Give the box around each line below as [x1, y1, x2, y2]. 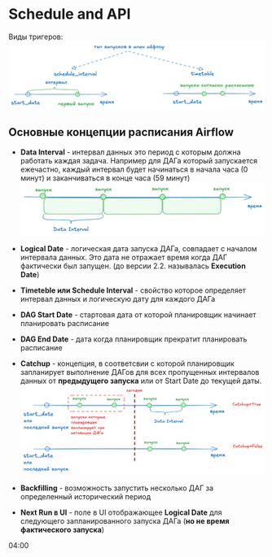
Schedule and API [8, 5, 131, 24]
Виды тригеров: [8, 32, 64, 41]
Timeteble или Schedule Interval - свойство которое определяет [20, 285, 247, 295]
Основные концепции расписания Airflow [8, 125, 235, 139]
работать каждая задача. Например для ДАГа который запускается [20, 155, 258, 165]
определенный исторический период [20, 491, 151, 501]
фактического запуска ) [20, 524, 104, 534]
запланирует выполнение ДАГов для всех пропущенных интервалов [20, 367, 260, 376]
